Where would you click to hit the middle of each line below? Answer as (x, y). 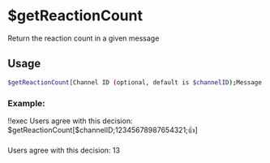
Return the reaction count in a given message (84, 38)
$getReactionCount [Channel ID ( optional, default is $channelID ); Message (135, 82)
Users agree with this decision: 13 (64, 150)
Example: (26, 103)
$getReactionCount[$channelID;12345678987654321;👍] (103, 130)
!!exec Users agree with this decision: (70, 121)
